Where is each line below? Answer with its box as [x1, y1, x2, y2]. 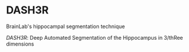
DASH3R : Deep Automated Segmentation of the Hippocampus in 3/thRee [6, 34, 184, 41]
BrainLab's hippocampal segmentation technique [6, 23, 125, 30]
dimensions [6, 40, 34, 47]
